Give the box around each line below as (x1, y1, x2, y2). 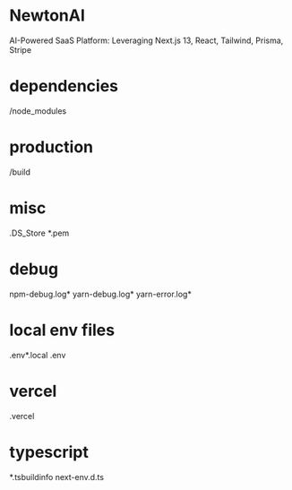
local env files (9, 320, 115, 340)
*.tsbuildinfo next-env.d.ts (9, 471, 105, 482)
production (9, 137, 94, 158)
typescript (9, 442, 90, 462)
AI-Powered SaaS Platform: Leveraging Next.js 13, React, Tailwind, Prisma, (9, 35, 284, 46)
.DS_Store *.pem (9, 228, 70, 238)
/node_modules (9, 105, 67, 116)
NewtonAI (9, 5, 85, 26)
